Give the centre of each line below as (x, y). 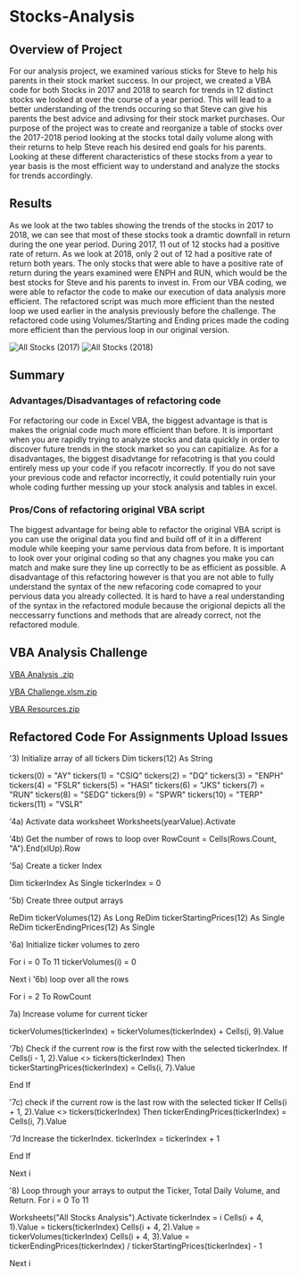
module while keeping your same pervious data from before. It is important (147, 549)
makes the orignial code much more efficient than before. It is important (141, 430)
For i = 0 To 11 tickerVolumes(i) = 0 (73, 962)
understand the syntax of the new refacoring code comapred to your (136, 586)
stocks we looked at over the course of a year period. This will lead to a (141, 99)
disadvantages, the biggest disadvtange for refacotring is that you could (142, 458)
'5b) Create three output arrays (66, 900)
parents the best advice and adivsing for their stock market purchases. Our (147, 119)
